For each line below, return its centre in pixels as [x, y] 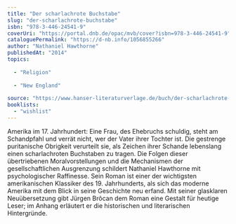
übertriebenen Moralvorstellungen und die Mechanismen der [96, 161]
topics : [19, 59]
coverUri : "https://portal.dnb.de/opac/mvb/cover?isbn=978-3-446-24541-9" [119, 33]
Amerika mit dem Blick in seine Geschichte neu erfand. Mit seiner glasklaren [118, 190]
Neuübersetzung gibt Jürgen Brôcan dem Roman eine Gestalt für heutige [113, 198]
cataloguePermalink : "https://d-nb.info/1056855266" [86, 40]
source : [19, 99]
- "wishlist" [33, 111]
